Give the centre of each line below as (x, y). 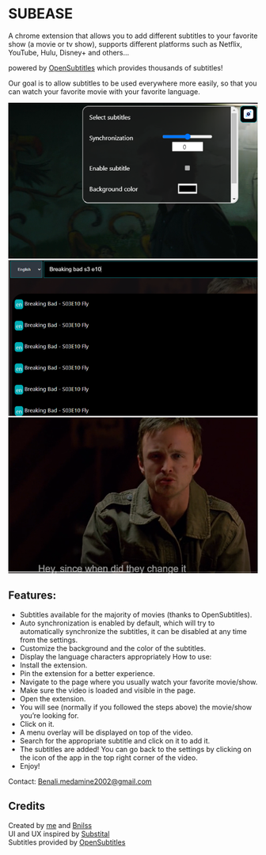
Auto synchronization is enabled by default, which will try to (117, 623)
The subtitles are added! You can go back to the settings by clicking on (135, 749)
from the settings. (48, 640)
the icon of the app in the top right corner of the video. (108, 758)
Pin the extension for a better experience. (87, 673)
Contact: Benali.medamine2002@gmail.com (80, 781)
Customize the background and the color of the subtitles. (113, 648)
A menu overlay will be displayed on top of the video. (106, 732)
